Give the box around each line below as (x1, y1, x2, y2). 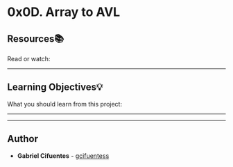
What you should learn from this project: (7, 100, 123, 108)
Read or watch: (7, 55, 51, 63)
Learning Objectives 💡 (7, 81, 103, 93)
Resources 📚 (7, 33, 64, 45)
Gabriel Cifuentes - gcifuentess (17, 151, 110, 160)
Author (7, 133, 38, 145)
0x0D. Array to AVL (7, 4, 121, 20)
